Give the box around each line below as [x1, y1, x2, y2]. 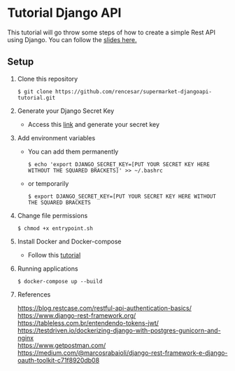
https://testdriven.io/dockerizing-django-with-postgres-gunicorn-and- [17, 326, 222, 335]
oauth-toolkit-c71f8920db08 [17, 356, 100, 364]
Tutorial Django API [7, 5, 122, 21]
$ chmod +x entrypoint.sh [17, 224, 93, 232]
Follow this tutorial [27, 250, 81, 259]
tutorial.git [17, 94, 56, 101]
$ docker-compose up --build [17, 278, 103, 285]
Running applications [17, 264, 78, 273]
